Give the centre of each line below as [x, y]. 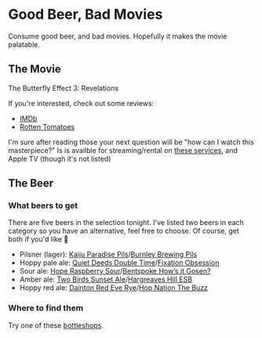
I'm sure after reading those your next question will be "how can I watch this [131, 142]
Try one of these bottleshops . [56, 325]
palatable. [24, 44]
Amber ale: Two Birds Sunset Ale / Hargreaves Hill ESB [106, 279]
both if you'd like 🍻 [38, 239]
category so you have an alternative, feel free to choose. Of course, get [124, 231]
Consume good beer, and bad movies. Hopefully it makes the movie [118, 36]
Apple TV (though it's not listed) [60, 158]
